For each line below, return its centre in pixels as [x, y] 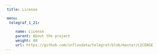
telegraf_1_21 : [24, 23]
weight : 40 [26, 41]
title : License [22, 9]
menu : [12, 18]
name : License [30, 32]
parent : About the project [43, 36]
